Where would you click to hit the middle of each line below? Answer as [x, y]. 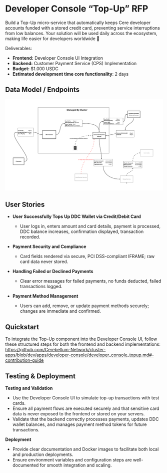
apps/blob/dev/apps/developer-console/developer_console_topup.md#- [79, 355]
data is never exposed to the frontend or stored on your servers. [78, 414]
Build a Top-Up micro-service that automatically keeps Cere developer [78, 23]
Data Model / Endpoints [42, 90]
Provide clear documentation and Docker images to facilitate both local [85, 449]
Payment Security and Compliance [49, 247]
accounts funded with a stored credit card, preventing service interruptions [82, 28]
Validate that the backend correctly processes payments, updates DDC [85, 419]
